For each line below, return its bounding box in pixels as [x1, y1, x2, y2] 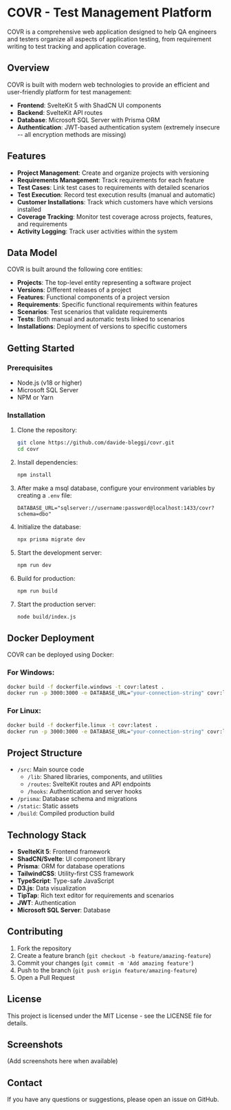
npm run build [16, 587, 58, 595]
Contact [7, 1077, 43, 1089]
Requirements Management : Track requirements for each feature [16, 175, 205, 184]
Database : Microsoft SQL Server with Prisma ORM [16, 116, 160, 124]
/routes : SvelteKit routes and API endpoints [27, 780, 151, 789]
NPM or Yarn [16, 394, 54, 402]
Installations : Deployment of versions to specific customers [16, 322, 188, 331]
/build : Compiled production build [16, 809, 115, 818]
